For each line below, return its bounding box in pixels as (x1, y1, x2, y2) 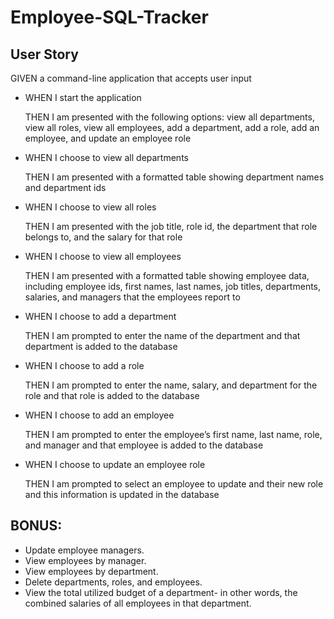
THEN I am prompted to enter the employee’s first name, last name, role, (24, 429, 323, 440)
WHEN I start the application (24, 92, 142, 103)
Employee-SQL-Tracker (10, 6, 209, 29)
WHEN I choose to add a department (24, 311, 177, 322)
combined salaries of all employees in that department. (24, 597, 252, 609)
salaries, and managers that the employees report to (24, 291, 241, 303)
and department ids (24, 182, 107, 193)
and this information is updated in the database (24, 489, 220, 500)
